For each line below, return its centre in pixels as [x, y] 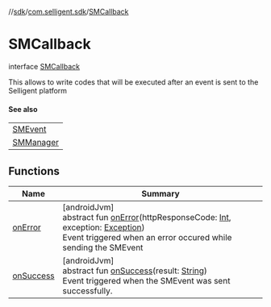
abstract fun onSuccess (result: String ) [135, 271]
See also [23, 109]
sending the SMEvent [103, 247]
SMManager [35, 143]
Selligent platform [38, 90]
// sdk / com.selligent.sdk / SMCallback [69, 12]
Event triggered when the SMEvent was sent [146, 280]
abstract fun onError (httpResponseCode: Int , [147, 217]
